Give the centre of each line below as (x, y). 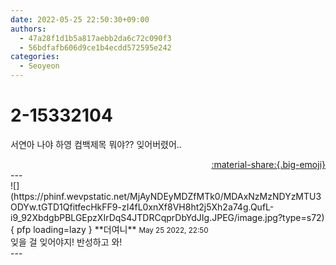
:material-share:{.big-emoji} (268, 164)
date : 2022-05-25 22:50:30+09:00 (80, 19)
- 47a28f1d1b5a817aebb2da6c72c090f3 (95, 38)
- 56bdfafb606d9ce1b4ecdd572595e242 (95, 47)
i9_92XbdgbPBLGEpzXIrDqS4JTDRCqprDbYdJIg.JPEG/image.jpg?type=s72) (167, 217)
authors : (28, 29)
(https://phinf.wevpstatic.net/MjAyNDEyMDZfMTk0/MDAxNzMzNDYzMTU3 (166, 196)
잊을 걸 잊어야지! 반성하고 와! (66, 242)
